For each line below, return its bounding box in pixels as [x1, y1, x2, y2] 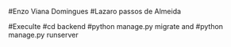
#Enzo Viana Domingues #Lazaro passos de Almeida [8, 7, 181, 16]
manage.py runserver [8, 31, 79, 39]
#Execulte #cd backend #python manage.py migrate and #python [8, 22, 224, 31]
